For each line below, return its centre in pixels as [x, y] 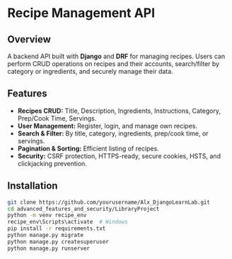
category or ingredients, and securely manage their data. [90, 71]
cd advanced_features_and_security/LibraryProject [83, 209]
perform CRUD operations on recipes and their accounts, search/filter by [114, 64]
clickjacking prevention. [52, 163]
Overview [29, 39]
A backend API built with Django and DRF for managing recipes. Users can [116, 56]
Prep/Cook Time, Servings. [57, 118]
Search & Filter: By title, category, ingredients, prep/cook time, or [113, 133]
